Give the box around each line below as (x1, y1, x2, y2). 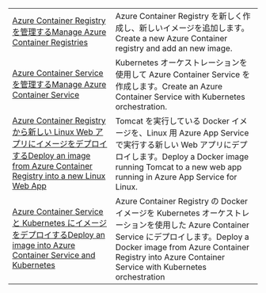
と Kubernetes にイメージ (12, 218, 107, 228)
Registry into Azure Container (115, 252, 226, 262)
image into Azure (12, 240, 76, 250)
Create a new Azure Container (115, 33, 228, 44)
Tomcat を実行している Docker (115, 116, 230, 126)
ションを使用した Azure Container (123, 219, 249, 230)
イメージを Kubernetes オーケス (115, 207, 234, 219)
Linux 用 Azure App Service (146, 127, 249, 138)
